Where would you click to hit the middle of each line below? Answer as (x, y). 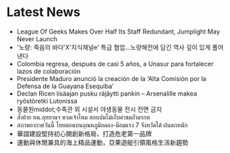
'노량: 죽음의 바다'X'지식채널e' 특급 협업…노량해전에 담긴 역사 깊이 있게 (114, 47)
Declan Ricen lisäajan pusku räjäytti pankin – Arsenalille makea (107, 93)
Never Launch (37, 38)
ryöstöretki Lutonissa (47, 101)
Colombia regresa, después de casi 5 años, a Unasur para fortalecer (115, 64)
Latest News (44, 12)
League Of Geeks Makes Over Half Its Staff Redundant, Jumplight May (118, 31)
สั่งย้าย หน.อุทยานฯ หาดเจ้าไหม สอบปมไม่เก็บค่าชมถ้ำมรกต (83, 117)
